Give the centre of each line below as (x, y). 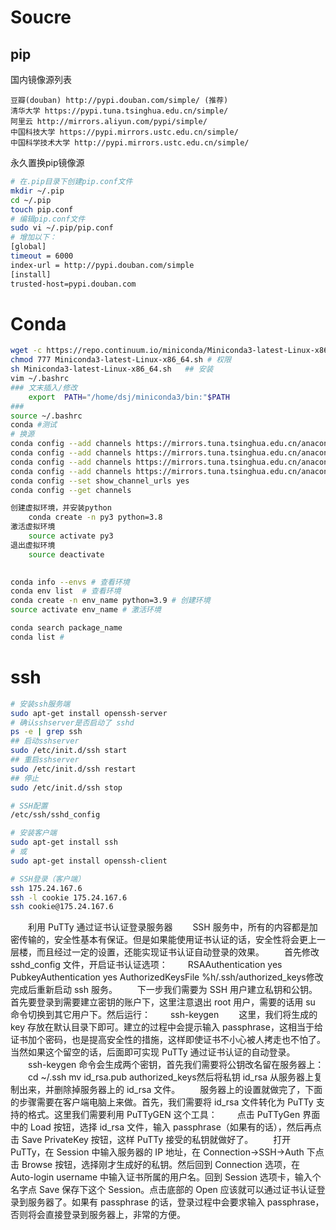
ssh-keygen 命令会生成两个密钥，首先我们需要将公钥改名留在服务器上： (176, 1065)
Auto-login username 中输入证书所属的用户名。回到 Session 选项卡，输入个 (166, 1177)
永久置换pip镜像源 (47, 162)
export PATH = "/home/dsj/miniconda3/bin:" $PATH (129, 397)
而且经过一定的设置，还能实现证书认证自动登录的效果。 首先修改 (178, 952)
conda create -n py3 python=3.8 (95, 517)
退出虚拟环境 (33, 545)
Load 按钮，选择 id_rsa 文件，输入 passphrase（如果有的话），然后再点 (175, 1127)
